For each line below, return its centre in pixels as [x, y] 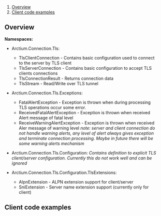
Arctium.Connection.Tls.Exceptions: [47, 93]
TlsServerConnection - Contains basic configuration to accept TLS [85, 68]
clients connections [38, 73]
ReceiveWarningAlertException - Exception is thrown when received [87, 123]
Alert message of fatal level [46, 118]
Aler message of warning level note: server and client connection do [87, 128]
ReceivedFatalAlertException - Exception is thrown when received [84, 112]
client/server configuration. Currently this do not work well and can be [82, 158]
